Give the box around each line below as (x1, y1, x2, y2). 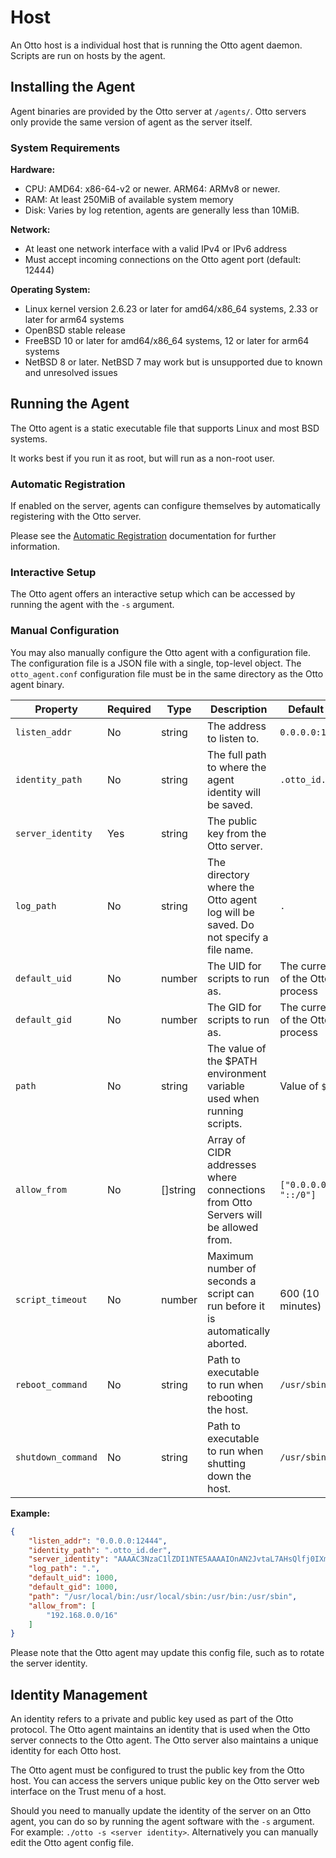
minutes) (279, 1299, 322, 1313)
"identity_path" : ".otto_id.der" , (28, 1545, 172, 1555)
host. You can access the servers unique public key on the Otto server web (10, 1775, 320, 1787)
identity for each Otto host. (10, 1745, 122, 1757)
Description (209, 702, 268, 716)
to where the (207, 760, 267, 774)
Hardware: (10, 164, 56, 176)
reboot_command (15, 1379, 88, 1390)
